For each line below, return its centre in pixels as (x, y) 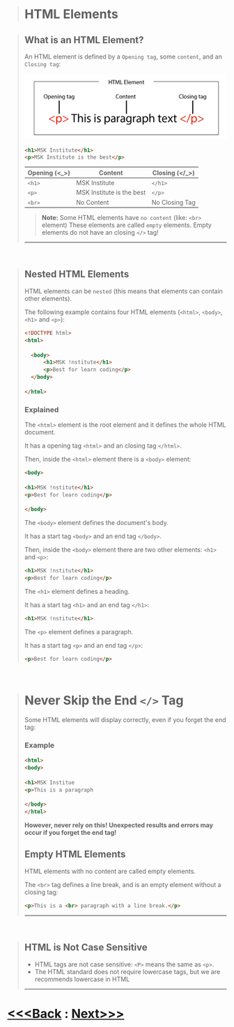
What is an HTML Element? (84, 40)
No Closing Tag (174, 202)
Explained (41, 409)
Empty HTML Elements (75, 855)
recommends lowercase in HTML (82, 979)
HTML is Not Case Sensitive (86, 947)
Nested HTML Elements (77, 274)
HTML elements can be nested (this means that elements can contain (123, 291)
